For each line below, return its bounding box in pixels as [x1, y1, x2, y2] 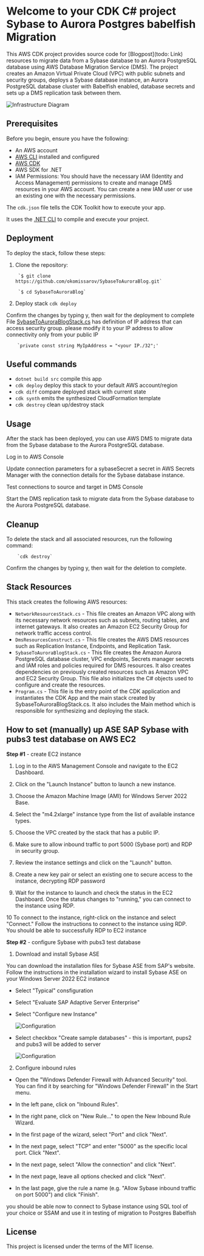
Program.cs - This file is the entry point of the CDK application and [15, 687, 181, 695]
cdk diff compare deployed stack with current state [15, 388, 146, 395]
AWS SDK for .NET [15, 166, 63, 173]
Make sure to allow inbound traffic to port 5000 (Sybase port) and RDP [15, 841, 192, 848]
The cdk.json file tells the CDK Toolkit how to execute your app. [6, 203, 166, 211]
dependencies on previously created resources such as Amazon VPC [15, 668, 189, 676]
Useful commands [6, 359, 77, 369]
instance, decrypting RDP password [15, 877, 105, 884]
